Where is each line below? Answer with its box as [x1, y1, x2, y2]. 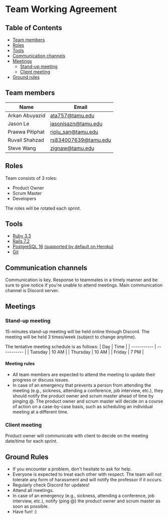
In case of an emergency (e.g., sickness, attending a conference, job [12, 493, 154, 499]
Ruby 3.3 [12, 233, 31, 239]
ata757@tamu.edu [50, 112, 95, 119]
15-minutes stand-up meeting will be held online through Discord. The [5, 328, 150, 334]
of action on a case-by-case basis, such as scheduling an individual [12, 404, 153, 410]
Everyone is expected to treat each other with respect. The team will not [12, 471, 162, 477]
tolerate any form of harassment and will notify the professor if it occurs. [12, 477, 163, 483]
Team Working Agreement [5, 4, 117, 15]
